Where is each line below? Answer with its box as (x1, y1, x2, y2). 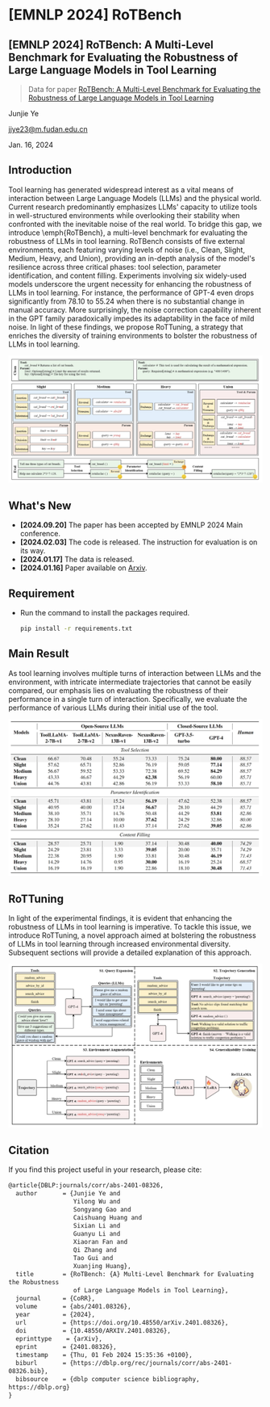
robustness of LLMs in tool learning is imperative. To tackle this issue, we (8, 922, 251, 931)
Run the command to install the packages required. (19, 607, 190, 617)
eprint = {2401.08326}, (15, 1343, 117, 1351)
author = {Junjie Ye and (15, 1190, 121, 1198)
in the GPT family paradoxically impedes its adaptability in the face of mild (8, 313, 255, 323)
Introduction (8, 163, 73, 177)
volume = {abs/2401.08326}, (15, 1303, 131, 1311)
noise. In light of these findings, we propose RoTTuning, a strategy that (8, 321, 243, 332)
